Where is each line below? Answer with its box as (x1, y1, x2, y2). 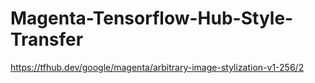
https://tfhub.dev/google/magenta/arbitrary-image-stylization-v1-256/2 (10, 61, 305, 73)
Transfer (10, 28, 84, 51)
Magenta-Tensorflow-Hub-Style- (10, 7, 294, 30)
